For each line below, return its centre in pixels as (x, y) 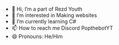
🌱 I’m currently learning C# (44, 21)
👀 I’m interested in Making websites (54, 15)
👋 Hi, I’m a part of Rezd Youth (47, 9)
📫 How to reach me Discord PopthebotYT (62, 28)
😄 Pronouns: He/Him (37, 36)
